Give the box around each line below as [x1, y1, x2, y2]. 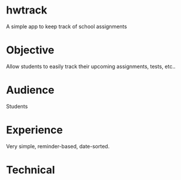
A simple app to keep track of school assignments [6, 23, 128, 30]
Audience [6, 83, 55, 97]
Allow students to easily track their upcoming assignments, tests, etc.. [6, 63, 176, 70]
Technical [6, 163, 55, 176]
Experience [6, 124, 63, 137]
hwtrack [6, 4, 48, 17]
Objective [6, 43, 55, 57]
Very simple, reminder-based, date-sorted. [6, 142, 110, 150]
